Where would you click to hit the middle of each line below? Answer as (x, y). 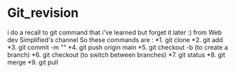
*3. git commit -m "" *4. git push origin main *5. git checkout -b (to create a (117, 47)
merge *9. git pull (33, 62)
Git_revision (43, 13)
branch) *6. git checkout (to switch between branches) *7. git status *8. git (116, 55)
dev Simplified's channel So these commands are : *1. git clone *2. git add (115, 39)
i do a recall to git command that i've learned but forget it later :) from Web (115, 32)
